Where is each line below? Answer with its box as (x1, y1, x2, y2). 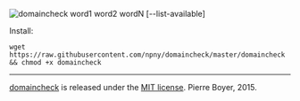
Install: (9, 26, 34, 35)
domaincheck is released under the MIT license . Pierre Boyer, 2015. (9, 82, 257, 92)
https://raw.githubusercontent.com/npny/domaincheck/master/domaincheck (9, 50, 286, 59)
